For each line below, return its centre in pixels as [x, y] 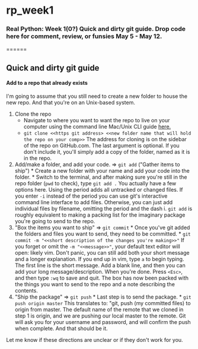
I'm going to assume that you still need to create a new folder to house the [97, 96]
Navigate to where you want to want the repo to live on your [97, 120]
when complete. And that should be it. [61, 329]
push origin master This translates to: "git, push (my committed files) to [103, 303]
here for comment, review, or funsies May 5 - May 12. [84, 36]
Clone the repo [33, 114]
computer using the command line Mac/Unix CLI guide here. [97, 127]
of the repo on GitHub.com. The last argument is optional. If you [101, 145]
